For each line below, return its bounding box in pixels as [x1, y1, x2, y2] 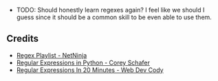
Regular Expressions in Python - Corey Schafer [16, 58, 151, 67]
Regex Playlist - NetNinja [16, 51, 87, 59]
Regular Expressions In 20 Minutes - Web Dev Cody [16, 65, 164, 74]
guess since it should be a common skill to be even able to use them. [16, 13, 212, 21]
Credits [6, 33, 39, 45]
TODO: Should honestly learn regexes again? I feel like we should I [16, 6, 205, 14]
